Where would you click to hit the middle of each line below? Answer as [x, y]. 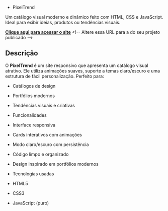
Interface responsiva [34, 125]
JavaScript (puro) [31, 203]
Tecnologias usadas [33, 174]
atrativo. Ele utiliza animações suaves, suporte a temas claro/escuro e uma [82, 71]
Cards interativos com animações [47, 134]
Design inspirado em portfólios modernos [56, 164]
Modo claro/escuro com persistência [51, 144]
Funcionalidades [29, 115]
